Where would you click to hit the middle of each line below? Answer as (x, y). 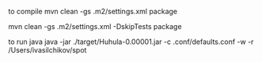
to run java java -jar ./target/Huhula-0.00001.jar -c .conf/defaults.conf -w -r (131, 42)
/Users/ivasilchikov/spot (47, 50)
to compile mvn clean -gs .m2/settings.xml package (93, 11)
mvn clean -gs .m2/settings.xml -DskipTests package (95, 26)
